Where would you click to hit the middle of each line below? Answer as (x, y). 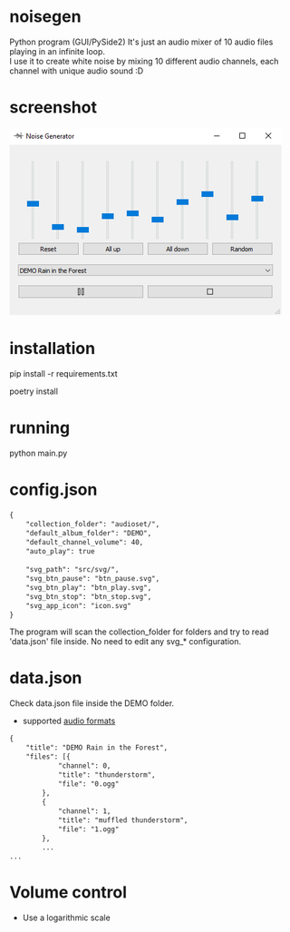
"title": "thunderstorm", (106, 775)
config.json (53, 490)
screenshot (53, 108)
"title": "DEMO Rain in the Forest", (97, 747)
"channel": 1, (84, 811)
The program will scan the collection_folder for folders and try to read (139, 632)
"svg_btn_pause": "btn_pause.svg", (93, 578)
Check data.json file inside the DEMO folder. (92, 703)
